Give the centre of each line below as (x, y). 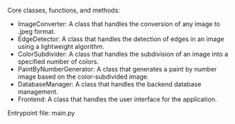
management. (38, 92)
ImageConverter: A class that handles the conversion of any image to (119, 24)
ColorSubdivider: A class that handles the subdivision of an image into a (123, 54)
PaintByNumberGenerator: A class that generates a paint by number (117, 69)
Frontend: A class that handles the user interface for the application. (117, 99)
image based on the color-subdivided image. (83, 77)
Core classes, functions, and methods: (64, 10)
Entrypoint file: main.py (41, 113)
